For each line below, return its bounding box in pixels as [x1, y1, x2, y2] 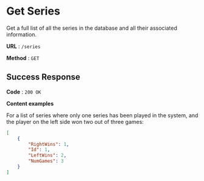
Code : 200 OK [6, 88, 41, 95]
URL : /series [6, 43, 41, 50]
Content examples [6, 100, 54, 107]
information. [6, 30, 37, 38]
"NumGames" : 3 [28, 158, 64, 165]
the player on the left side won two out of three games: [6, 118, 144, 125]
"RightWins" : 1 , [28, 141, 69, 147]
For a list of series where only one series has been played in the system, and [6, 111, 199, 119]
